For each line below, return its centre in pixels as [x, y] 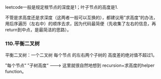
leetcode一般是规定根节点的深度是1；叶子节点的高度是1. [62, 7]
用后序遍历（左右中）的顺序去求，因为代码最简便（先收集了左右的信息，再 [80, 24]
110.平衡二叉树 [22, 43]
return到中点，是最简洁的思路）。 [38, 30]
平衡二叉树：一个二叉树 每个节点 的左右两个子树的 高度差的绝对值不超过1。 [81, 55]
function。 [16, 72]
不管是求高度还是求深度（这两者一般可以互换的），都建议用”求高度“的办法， [81, 18]
